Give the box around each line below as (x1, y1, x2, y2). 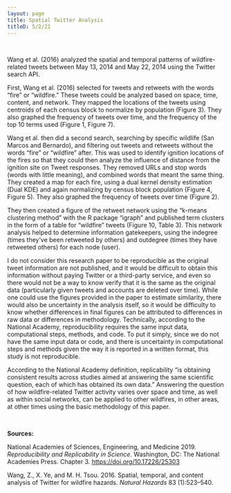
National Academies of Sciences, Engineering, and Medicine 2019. (7, 443, 197, 451)
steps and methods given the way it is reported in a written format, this (7, 345, 209, 354)
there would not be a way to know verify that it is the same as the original (7, 279, 216, 287)
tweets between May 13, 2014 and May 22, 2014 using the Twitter (28, 63, 216, 71)
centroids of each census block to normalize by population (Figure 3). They (7, 105, 222, 114)
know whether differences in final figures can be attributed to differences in (7, 308, 223, 316)
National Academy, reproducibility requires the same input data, (7, 323, 189, 331)
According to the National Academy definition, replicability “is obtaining (7, 365, 211, 374)
